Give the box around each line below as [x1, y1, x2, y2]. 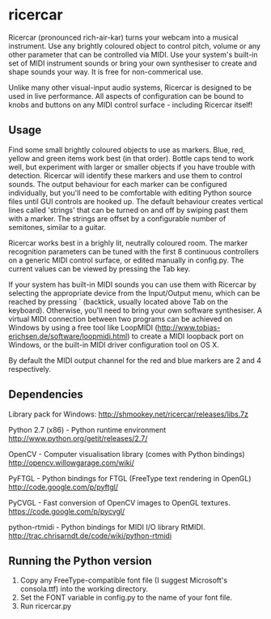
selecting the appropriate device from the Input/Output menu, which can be [8, 288, 260, 297]
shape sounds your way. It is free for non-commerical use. [8, 66, 204, 76]
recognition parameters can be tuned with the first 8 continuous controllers [8, 246, 259, 256]
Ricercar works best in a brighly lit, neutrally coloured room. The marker [8, 237, 248, 248]
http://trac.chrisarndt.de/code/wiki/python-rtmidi [8, 531, 172, 540]
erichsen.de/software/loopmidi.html [8, 331, 128, 341]
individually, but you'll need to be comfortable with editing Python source [8, 188, 252, 198]
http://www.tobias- [157, 322, 221, 332]
